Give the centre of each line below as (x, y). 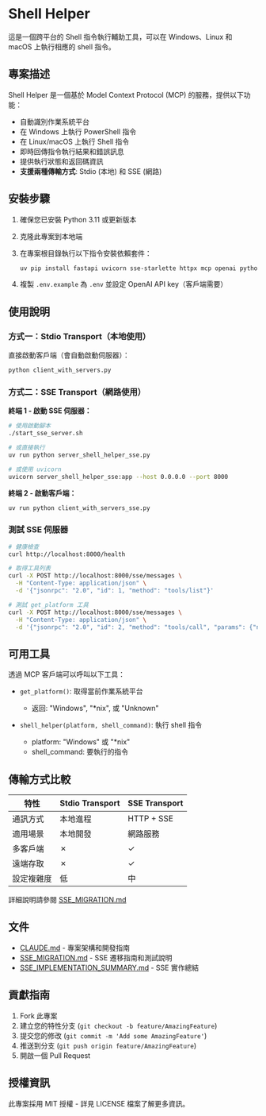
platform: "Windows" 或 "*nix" (81, 742)
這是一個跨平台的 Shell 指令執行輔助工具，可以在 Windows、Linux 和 (120, 37)
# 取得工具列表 (30, 569)
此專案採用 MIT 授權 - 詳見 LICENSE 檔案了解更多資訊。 (99, 1103)
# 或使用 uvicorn (35, 469)
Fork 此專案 (38, 1016)
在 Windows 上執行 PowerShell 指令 (78, 131)
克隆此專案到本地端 (51, 236)
